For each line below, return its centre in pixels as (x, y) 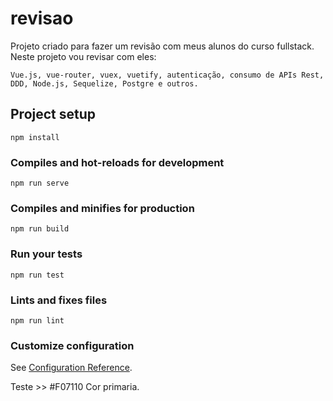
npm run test (37, 275)
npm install (35, 137)
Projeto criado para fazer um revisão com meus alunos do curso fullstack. (162, 46)
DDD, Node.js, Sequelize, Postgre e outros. (104, 83)
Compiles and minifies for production (102, 208)
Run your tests (46, 254)
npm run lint (37, 320)
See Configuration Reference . (71, 368)
